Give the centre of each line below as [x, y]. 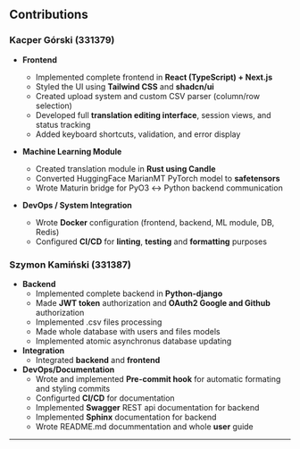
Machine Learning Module [72, 151]
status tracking [63, 124]
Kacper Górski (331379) [62, 40]
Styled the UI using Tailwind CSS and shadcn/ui [125, 86]
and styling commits [73, 388]
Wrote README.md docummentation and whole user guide [145, 426]
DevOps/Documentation [68, 369]
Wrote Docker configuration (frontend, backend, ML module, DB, [155, 222]
